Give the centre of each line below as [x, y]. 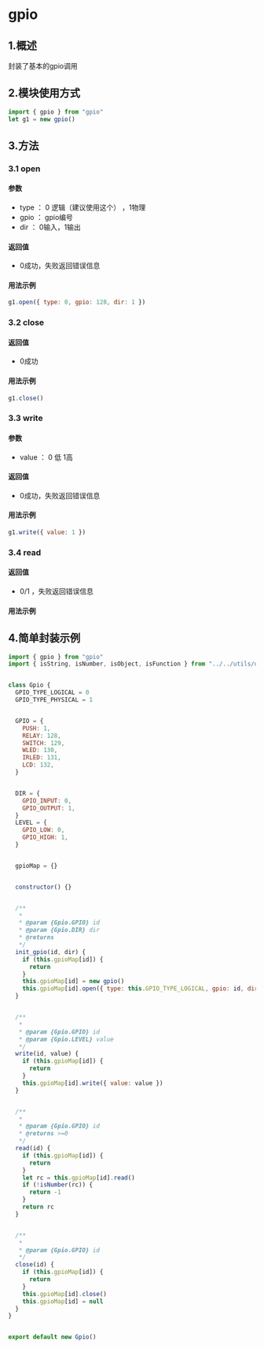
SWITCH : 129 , [44, 743]
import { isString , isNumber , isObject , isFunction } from [107, 664]
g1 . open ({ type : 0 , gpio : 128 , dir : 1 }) [77, 302]
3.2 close [26, 322]
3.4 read [25, 552]
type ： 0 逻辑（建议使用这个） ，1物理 [82, 207]
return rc [38, 1207]
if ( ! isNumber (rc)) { [57, 1185]
